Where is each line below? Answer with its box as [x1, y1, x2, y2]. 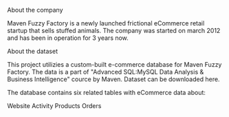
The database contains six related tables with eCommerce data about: [7, 89, 206, 96]
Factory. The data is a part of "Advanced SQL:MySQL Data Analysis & [7, 68, 204, 76]
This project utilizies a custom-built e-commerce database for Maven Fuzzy [7, 61, 222, 68]
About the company [7, 6, 63, 14]
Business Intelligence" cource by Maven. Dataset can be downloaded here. [7, 75, 220, 83]
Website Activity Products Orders [7, 102, 102, 109]
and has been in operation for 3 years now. [7, 34, 129, 42]
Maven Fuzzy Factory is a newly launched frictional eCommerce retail [7, 19, 205, 27]
